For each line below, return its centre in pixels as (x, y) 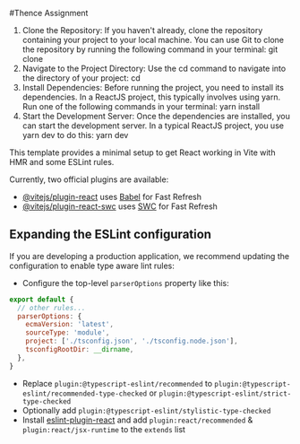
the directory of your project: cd (81, 78)
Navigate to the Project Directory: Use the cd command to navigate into (154, 68)
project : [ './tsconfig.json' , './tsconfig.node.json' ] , (132, 341)
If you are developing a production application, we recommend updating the (149, 256)
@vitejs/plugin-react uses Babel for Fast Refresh (112, 197)
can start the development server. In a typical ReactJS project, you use (153, 126)
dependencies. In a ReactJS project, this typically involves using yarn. (151, 97)
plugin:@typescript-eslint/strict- (225, 394)
